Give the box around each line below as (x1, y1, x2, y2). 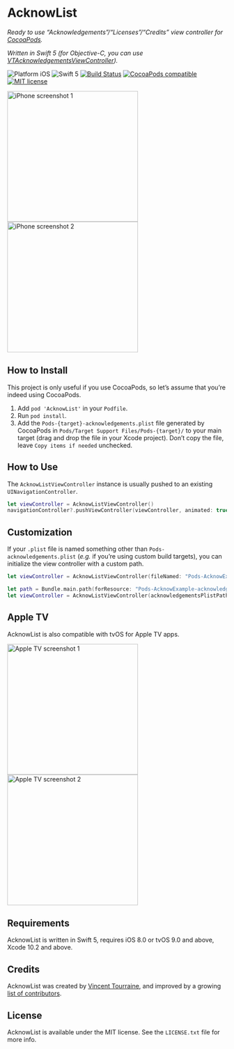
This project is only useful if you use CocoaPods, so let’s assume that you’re (7, 383, 226, 391)
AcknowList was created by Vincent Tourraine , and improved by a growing (7, 982, 221, 990)
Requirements (7, 917, 70, 929)
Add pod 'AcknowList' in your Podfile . (17, 404, 128, 412)
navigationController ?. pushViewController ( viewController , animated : (7, 507, 214, 514)
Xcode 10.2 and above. (7, 943, 73, 951)
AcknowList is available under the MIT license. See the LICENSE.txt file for (7, 1028, 221, 1036)
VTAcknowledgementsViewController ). (7, 56, 118, 64)
